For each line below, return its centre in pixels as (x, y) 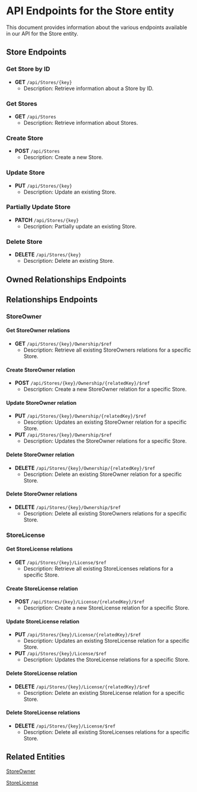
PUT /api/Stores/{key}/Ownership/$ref (63, 435)
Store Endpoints (36, 52)
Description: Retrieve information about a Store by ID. (88, 88)
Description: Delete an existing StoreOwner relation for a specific (103, 474)
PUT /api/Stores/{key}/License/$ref (61, 653)
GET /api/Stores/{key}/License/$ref (60, 562)
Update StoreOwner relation (41, 403)
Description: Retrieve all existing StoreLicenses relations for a (98, 568)
